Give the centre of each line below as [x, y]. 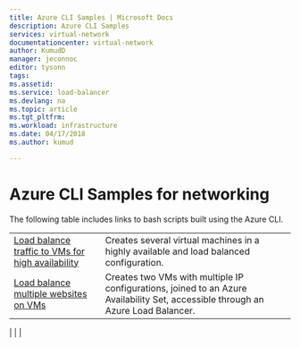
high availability [46, 262]
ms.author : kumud [42, 142]
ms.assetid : [31, 84]
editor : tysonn [37, 68]
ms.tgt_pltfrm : [37, 117]
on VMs [30, 305]
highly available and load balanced [177, 251]
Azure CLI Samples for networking [139, 194]
